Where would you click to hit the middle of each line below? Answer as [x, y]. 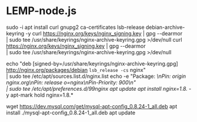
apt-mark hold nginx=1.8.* [42, 95]
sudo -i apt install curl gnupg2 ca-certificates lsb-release [76, 27]
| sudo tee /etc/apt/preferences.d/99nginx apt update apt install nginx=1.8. [97, 88]
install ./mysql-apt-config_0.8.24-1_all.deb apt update [71, 113]
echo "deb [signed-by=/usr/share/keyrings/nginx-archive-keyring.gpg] [92, 64]
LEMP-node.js [41, 11]
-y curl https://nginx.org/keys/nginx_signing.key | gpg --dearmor [104, 33]
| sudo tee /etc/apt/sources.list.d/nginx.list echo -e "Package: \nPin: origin [96, 76]
